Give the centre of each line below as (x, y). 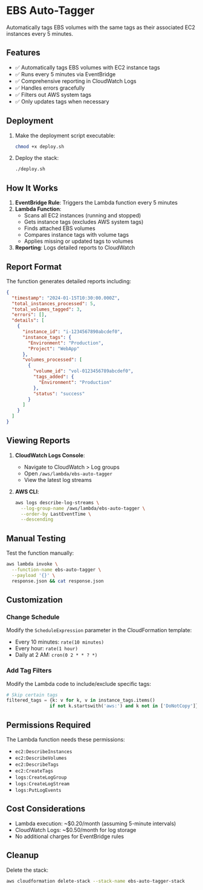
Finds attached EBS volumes (60, 228)
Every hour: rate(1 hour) (47, 648)
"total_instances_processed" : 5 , (54, 303)
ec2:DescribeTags (37, 764)
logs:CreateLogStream (42, 784)
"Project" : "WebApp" (54, 349)
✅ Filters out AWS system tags (53, 94)
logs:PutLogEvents (38, 790)
